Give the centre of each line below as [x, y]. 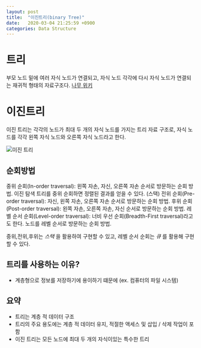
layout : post [22, 12]
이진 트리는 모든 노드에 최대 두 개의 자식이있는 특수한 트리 [82, 339]
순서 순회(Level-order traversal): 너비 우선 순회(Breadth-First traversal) [98, 216]
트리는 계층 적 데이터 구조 [45, 316]
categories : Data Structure [41, 28]
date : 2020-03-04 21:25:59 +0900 [51, 23]
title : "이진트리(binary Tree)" [46, 17]
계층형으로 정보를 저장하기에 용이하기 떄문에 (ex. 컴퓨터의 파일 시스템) [97, 280]
